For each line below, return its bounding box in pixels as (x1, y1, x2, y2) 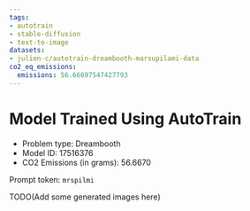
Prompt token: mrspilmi (9, 174, 95, 184)
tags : (9, 12, 29, 22)
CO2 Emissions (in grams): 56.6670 (21, 157, 152, 168)
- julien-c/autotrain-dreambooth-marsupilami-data (9, 54, 200, 63)
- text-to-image (9, 37, 69, 47)
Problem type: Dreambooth (21, 138, 121, 149)
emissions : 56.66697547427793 (17, 71, 128, 80)
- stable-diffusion (9, 29, 81, 38)
